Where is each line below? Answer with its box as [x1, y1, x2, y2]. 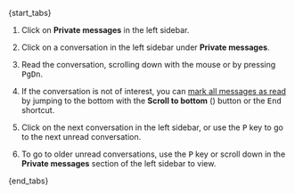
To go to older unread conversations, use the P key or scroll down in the [20, 149, 286, 159]
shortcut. [20, 105, 55, 115]
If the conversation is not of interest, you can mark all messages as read [20, 86, 287, 96]
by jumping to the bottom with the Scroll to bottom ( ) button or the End [20, 95, 282, 106]
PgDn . [20, 69, 44, 79]
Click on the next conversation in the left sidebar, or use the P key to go [20, 122, 284, 133]
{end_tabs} [8, 175, 49, 186]
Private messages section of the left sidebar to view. [20, 158, 217, 168]
